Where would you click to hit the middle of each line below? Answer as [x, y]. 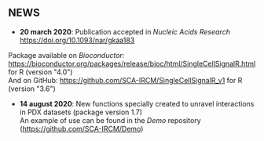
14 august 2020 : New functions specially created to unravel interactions [137, 103]
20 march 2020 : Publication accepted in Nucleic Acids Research [125, 31]
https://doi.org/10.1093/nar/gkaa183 [77, 40]
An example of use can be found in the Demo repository [110, 120]
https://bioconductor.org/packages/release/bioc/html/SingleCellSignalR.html [132, 63]
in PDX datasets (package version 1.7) [81, 112]
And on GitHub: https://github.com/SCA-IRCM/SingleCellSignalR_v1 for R [125, 80]
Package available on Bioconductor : [66, 55]
